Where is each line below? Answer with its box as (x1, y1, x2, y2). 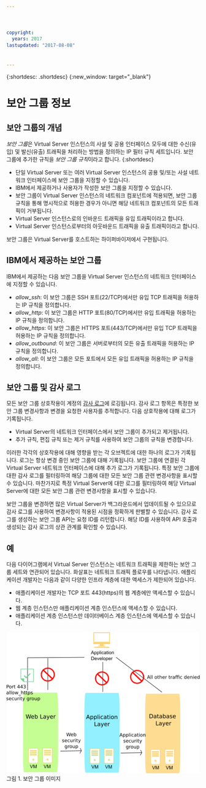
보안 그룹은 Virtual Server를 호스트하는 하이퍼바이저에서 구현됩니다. (6, 235, 169, 243)
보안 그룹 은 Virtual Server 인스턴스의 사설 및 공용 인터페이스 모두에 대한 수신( (6, 140, 192, 148)
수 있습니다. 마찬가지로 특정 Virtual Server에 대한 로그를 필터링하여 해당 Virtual (6, 479, 196, 487)
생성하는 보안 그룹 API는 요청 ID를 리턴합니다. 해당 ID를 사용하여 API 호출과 (17, 516, 197, 523)
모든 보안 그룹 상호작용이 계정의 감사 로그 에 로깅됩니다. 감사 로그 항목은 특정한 (6, 400, 193, 407)
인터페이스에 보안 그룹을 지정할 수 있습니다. (26, 176, 130, 184)
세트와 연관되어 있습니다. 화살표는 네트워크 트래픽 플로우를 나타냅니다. (12, 569, 180, 576)
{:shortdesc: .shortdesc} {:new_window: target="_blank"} (6, 73, 151, 80)
